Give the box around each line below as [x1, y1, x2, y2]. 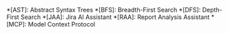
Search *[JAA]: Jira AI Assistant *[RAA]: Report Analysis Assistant [20, 13, 210, 21]
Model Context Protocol [28, 20, 96, 28]
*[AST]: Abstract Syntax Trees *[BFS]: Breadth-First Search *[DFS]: [6, 6, 201, 14]
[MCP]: [6, 20, 27, 28]
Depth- [202, 6, 222, 14]
